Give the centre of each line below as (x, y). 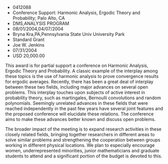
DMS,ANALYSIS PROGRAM (41, 23)
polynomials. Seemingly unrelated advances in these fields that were (77, 103)
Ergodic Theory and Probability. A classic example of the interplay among (81, 71)
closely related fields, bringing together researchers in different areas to (80, 134)
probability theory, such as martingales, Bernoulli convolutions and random (83, 98)
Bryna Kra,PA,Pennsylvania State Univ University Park (69, 34)
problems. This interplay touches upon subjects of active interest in (75, 92)
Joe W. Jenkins (28, 45)
